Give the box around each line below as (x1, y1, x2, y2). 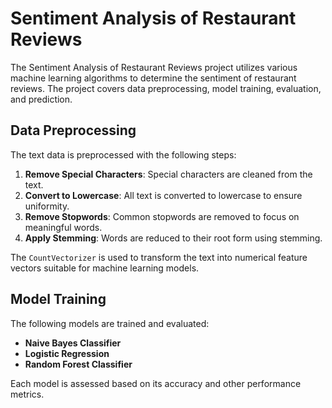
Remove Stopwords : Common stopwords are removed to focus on (24, 210, 300, 222)
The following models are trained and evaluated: (10, 317, 210, 329)
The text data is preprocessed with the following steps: (10, 148, 237, 161)
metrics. (10, 388, 45, 400)
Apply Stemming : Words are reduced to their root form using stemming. (24, 232, 323, 244)
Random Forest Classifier (24, 358, 133, 370)
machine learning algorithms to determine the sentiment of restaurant (10, 72, 297, 84)
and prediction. (10, 93, 73, 105)
